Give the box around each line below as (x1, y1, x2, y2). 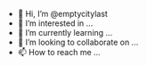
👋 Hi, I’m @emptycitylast (17, 9, 109, 19)
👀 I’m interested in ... (17, 18, 94, 29)
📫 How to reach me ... (17, 47, 101, 57)
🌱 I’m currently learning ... (17, 28, 113, 37)
